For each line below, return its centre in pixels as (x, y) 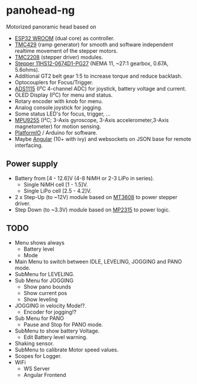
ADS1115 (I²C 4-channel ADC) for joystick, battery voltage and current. (100, 88)
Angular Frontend (45, 375)
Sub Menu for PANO (39, 318)
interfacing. (29, 145)
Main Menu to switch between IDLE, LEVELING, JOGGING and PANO (98, 261)
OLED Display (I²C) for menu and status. (64, 95)
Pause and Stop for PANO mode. (63, 324)
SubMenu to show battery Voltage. (57, 331)
